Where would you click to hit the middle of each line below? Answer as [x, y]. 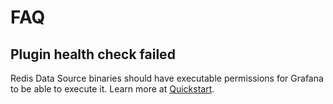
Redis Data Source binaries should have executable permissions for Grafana [167, 78]
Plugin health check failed [93, 54]
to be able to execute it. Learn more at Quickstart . [112, 89]
